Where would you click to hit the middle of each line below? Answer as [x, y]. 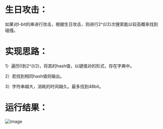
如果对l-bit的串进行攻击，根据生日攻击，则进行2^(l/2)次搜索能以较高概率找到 [81, 24]
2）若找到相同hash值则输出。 [35, 76]
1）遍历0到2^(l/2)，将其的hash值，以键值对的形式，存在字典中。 [70, 66]
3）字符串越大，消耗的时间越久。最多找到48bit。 [54, 86]
